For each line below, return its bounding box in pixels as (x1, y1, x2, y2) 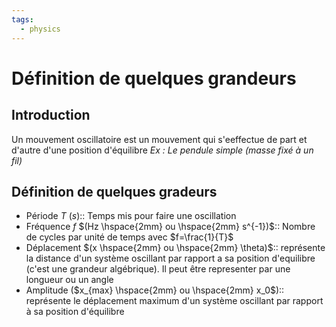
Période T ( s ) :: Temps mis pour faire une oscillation (25, 210, 237, 222)
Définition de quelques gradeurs (11, 183, 218, 200)
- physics (20, 24, 61, 34)
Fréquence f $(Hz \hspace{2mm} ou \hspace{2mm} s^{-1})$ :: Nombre (25, 221, 316, 233)
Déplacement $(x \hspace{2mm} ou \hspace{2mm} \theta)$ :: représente (25, 242, 326, 254)
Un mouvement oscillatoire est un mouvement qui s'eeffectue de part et (11, 133, 308, 145)
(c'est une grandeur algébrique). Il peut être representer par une (25, 263, 291, 275)
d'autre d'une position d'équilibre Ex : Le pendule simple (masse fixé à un (11, 144, 314, 156)
